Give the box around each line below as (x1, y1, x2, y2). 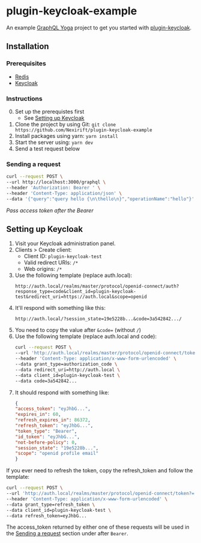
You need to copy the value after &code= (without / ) (14, 327, 142, 334)
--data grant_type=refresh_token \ (6, 502, 95, 508)
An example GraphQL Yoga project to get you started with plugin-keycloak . (6, 24, 192, 31)
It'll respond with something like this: (14, 304, 106, 312)
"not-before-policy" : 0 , (14, 439, 77, 445)
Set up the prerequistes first (14, 108, 85, 115)
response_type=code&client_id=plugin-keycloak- (14, 289, 136, 295)
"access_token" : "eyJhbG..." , (14, 406, 91, 412)
